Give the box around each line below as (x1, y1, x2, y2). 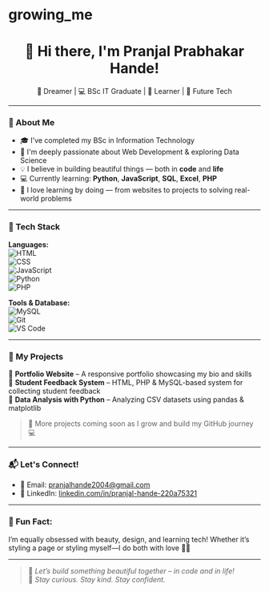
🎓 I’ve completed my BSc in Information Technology (19, 136, 195, 145)
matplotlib (8, 403, 42, 413)
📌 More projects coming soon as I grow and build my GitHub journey (27, 419, 254, 428)
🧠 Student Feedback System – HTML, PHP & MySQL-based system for (8, 378, 243, 387)
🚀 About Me (8, 117, 55, 128)
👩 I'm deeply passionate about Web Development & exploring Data (19, 147, 240, 157)
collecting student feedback (8, 387, 101, 396)
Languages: (8, 239, 50, 249)
